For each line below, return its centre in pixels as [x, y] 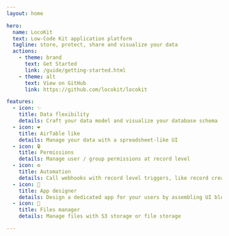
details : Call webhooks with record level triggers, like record [114, 178]
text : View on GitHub [55, 83]
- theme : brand [40, 58]
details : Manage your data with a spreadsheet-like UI [98, 140]
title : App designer [48, 191]
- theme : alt [37, 77]
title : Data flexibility [54, 115]
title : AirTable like [49, 133]
